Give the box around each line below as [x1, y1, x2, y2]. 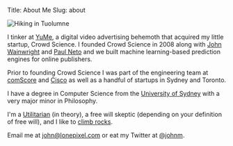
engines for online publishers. [7, 55, 93, 63]
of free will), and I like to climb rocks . [7, 117, 113, 126]
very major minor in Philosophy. [7, 97, 98, 105]
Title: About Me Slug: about [7, 6, 86, 14]
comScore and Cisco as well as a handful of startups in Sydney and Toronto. [7, 76, 227, 84]
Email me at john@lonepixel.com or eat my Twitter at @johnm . [7, 131, 185, 139]
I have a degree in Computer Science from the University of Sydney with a [7, 90, 220, 97]
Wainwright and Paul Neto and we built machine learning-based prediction [7, 48, 221, 56]
